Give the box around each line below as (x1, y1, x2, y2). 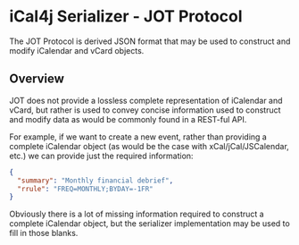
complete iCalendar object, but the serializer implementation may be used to (9, 218, 290, 229)
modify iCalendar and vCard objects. (9, 45, 145, 55)
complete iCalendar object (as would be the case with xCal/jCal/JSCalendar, (9, 140, 290, 151)
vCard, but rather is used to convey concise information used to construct (9, 105, 281, 115)
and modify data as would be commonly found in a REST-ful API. (9, 114, 247, 124)
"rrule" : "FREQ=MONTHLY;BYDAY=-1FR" (17, 184, 154, 193)
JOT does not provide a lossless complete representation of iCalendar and (9, 95, 283, 106)
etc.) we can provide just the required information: (9, 150, 194, 161)
